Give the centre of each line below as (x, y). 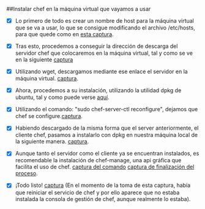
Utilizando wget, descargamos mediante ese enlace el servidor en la (101, 72)
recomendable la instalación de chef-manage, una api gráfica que (98, 160)
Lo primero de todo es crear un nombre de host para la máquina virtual (105, 21)
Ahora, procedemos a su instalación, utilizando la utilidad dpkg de (98, 90)
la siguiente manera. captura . (52, 141)
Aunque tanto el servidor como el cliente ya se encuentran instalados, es (107, 154)
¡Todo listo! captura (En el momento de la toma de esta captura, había (103, 185)
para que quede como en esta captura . (65, 34)
